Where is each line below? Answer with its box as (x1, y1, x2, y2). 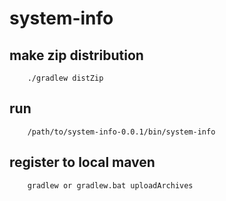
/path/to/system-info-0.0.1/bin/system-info (27, 127, 216, 137)
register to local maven (9, 154, 156, 171)
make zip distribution (9, 47, 144, 64)
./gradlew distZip (27, 73, 104, 83)
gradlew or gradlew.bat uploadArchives (27, 180, 194, 191)
